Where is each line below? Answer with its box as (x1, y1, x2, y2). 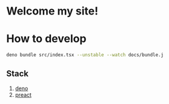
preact (15, 91, 32, 98)
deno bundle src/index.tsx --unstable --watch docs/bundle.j (6, 52, 164, 58)
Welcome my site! (6, 4, 99, 18)
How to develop (6, 32, 87, 46)
